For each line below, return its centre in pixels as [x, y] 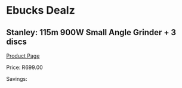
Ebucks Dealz [41, 10]
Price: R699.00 [24, 67]
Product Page [23, 56]
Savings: [17, 79]
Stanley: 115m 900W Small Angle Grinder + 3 [91, 32]
